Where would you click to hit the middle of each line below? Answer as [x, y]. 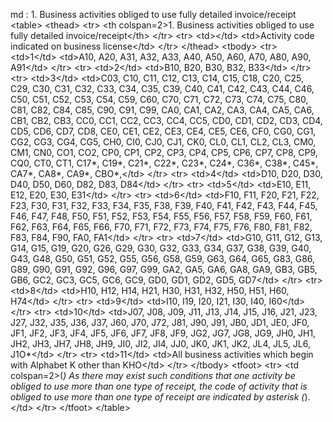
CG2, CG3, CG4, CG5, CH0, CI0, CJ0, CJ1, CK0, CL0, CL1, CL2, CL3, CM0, [163, 142]
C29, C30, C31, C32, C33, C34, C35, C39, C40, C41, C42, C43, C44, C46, [162, 88]
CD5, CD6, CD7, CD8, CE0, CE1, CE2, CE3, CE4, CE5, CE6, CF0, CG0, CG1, [163, 131]
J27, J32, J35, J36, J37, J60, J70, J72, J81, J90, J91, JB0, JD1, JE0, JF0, [160, 322]
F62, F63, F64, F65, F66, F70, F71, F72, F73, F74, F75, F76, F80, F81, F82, [161, 227]
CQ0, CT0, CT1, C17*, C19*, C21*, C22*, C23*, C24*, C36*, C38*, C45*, [164, 163]
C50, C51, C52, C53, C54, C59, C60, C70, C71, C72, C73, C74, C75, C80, [159, 99]
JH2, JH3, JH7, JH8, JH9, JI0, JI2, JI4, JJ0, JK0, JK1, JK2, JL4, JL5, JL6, [160, 343]
